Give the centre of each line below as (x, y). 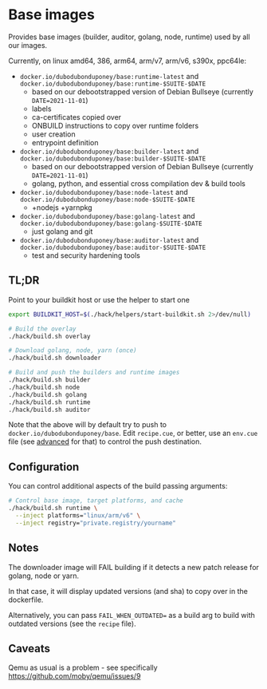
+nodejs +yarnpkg (62, 207)
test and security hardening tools (86, 255)
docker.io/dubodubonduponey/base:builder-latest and (109, 151)
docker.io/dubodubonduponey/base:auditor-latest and (109, 240)
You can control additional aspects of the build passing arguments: (118, 486)
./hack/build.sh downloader (55, 358)
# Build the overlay (43, 329)
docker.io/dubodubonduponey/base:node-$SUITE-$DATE (107, 200)
